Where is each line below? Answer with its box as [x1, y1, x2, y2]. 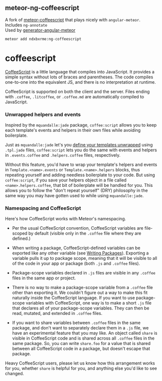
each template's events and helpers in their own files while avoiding [5, 127, 141, 133]
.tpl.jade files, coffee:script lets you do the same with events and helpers [5, 147, 157, 153]
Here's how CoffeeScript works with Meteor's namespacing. [5, 216, 126, 222]
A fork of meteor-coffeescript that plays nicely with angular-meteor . [5, 17, 141, 22]
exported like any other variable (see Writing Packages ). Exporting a [12, 250, 149, 256]
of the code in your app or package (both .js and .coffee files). [12, 260, 140, 267]
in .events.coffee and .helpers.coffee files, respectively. [5, 152, 121, 158]
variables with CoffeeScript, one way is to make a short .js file [26, 300, 152, 306]
